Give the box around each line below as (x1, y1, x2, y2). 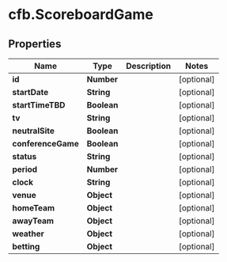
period (12, 164, 38, 175)
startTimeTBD (12, 100, 66, 110)
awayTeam (12, 215, 54, 226)
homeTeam (12, 203, 55, 213)
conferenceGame (12, 139, 79, 149)
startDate (12, 87, 49, 97)
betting (12, 241, 40, 252)
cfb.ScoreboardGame (8, 6, 154, 24)
